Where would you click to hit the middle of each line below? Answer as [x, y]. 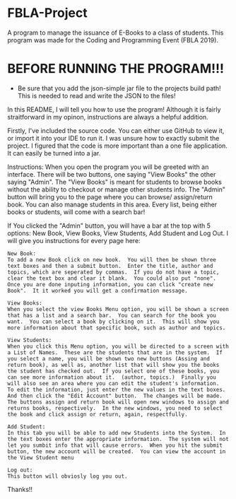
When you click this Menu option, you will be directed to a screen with [118, 346]
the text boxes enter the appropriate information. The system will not [118, 439]
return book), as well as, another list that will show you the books [113, 365]
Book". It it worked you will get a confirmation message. [98, 290]
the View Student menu [41, 457]
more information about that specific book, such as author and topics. [117, 328]
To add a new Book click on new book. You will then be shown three [112, 259]
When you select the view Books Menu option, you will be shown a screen [118, 309]
